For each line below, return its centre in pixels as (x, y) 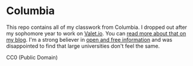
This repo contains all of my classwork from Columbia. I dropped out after (97, 27)
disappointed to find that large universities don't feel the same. (83, 46)
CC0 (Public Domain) (32, 57)
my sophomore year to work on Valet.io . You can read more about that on (96, 33)
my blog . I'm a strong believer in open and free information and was (89, 39)
